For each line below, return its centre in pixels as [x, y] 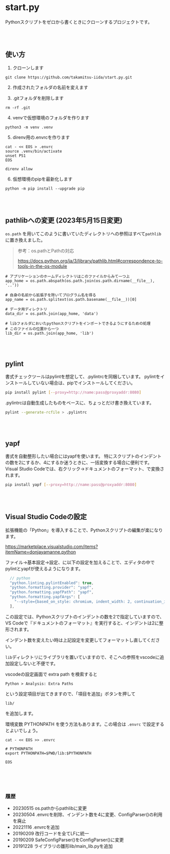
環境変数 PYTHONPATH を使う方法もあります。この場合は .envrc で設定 [80, 724]
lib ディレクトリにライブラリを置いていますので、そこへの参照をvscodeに [82, 657]
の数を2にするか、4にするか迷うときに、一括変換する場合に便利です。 [79, 462]
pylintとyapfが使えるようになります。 [44, 568]
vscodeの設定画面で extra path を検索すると [51, 674]
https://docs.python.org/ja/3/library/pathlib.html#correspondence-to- [90, 261]
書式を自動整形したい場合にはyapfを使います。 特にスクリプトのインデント [83, 456]
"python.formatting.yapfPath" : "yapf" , [52, 592]
